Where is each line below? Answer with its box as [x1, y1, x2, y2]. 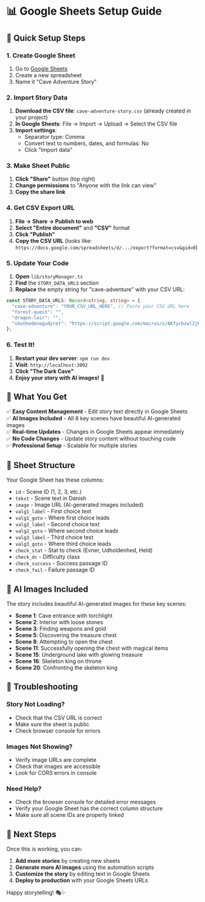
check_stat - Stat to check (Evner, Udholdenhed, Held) [15, 546, 153, 554]
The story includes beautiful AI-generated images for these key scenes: [6, 600, 187, 608]
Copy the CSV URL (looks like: [15, 237, 92, 244]
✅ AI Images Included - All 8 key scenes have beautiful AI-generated [6, 415, 181, 422]
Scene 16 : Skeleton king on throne [15, 658, 102, 665]
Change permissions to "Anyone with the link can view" [15, 182, 157, 189]
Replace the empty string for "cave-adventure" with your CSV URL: [15, 286, 185, 293]
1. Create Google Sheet [6, 51, 76, 59]
